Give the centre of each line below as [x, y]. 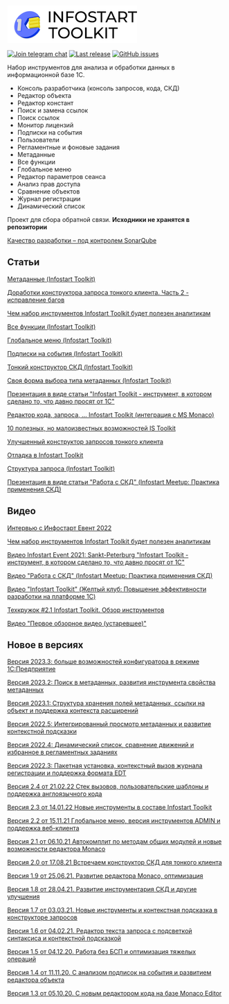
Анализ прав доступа [49, 184]
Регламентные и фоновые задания [68, 147]
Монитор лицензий [45, 125]
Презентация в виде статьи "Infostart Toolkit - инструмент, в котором [110, 393]
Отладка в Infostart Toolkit [45, 455]
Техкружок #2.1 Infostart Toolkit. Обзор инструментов [86, 610]
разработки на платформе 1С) [52, 596]
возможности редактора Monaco [56, 849]
